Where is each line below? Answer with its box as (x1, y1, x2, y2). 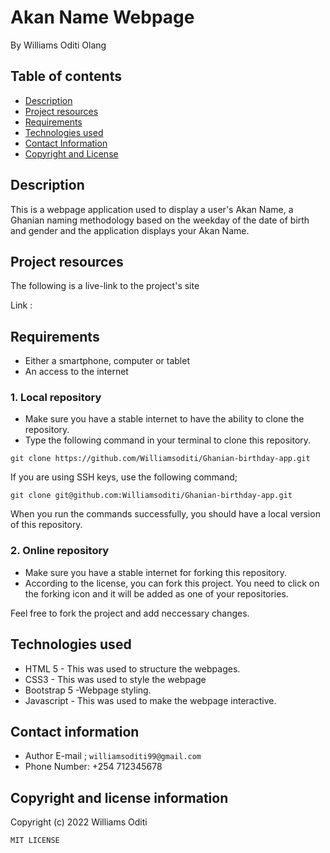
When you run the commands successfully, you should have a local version (10, 508, 321, 520)
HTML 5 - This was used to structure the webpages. (24, 662, 241, 675)
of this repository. (10, 519, 83, 531)
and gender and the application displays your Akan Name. (10, 224, 250, 236)
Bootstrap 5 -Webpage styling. (24, 684, 152, 696)
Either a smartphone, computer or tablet (24, 355, 191, 367)
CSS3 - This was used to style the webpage (24, 673, 207, 685)
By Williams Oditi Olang (10, 39, 107, 51)
